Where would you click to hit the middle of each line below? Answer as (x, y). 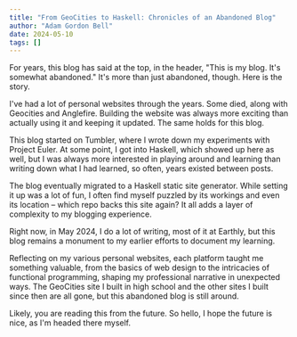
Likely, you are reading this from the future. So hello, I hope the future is (141, 314)
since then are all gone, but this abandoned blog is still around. (124, 296)
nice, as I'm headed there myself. (70, 323)
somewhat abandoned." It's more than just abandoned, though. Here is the (146, 78)
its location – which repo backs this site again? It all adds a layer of (131, 205)
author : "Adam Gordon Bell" (61, 26)
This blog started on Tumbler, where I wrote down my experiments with (140, 140)
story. (20, 86)
